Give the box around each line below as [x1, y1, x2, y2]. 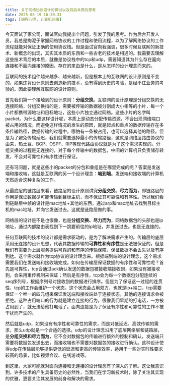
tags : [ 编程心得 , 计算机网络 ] [5, 17, 62, 22]
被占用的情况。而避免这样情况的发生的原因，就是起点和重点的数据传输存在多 [5, 122, 164, 128]
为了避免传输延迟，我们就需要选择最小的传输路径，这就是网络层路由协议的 [9, 135, 164, 141]
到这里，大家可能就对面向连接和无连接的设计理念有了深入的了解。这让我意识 [5, 363, 164, 369]
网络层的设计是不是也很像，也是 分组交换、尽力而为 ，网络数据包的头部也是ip [5, 217, 163, 224]
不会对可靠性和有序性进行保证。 [14, 153, 80, 159]
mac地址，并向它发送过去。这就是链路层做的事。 [14, 206, 116, 212]
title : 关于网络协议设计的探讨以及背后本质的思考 [5, 7, 96, 13]
